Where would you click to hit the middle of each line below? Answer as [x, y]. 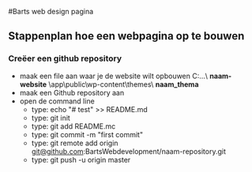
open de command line [57, 101]
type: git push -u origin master [81, 159]
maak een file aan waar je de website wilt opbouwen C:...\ [113, 76]
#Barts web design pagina [51, 11]
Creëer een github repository [65, 58]
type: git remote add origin [75, 143]
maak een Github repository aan [72, 92]
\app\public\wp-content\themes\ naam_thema [124, 84]
